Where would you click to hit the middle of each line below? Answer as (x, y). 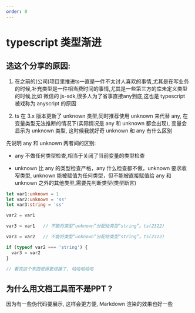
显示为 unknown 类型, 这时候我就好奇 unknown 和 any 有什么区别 (93, 131)
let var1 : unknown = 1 (33, 194)
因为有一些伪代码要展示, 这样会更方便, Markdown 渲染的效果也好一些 (90, 304)
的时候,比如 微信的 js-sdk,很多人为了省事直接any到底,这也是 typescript (100, 96)
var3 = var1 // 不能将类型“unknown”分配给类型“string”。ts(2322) (85, 226)
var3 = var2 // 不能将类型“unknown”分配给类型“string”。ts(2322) (85, 237)
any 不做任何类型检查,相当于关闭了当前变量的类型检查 (80, 155)
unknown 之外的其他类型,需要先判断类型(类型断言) (75, 182)
